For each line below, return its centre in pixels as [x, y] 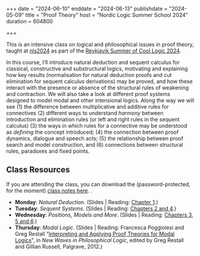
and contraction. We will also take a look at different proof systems [88, 94]
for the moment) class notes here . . [49, 190]
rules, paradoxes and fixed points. [48, 151]
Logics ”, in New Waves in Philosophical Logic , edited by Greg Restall [99, 240]
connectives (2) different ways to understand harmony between [85, 113]
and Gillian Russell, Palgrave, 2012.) [59, 246]
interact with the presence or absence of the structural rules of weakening [98, 88]
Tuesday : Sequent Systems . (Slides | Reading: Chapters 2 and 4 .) [96, 208]
